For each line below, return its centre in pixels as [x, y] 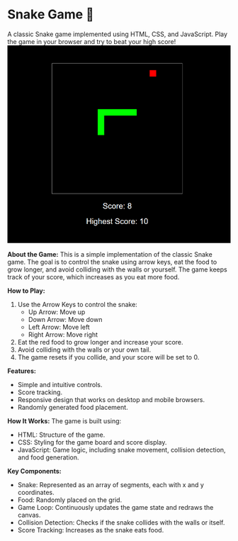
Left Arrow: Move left [59, 327]
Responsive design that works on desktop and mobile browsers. [111, 400]
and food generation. [48, 457]
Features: [22, 371]
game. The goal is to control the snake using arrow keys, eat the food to [112, 262]
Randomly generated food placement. [73, 408]
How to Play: [26, 291]
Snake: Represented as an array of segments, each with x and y [110, 485]
